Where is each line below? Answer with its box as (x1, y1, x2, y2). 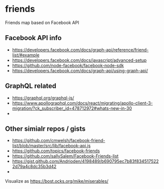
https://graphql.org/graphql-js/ (12, 94, 74, 101)
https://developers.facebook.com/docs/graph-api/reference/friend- (12, 47, 149, 52)
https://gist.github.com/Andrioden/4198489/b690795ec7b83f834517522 (12, 158, 159, 165)
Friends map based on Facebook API (5, 20, 80, 25)
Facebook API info (5, 34, 62, 42)
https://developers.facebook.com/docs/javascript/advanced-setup (12, 57, 147, 63)
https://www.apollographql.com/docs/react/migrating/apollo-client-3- (12, 100, 153, 106)
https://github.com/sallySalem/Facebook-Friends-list (12, 153, 119, 159)
